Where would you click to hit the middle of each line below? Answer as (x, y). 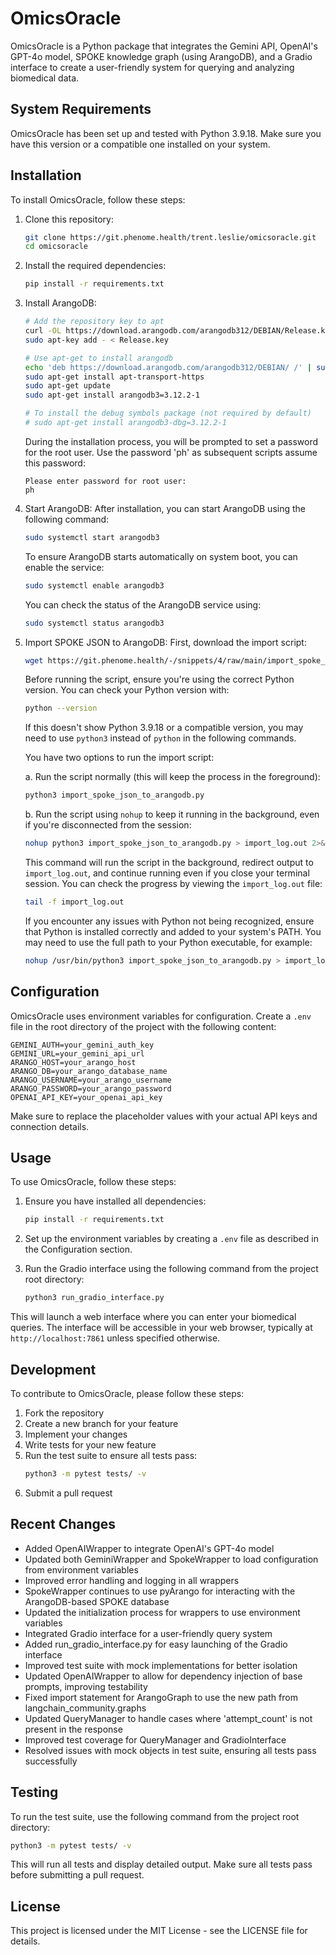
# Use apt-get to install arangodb (99, 358)
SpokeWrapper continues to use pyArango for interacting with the (160, 1591)
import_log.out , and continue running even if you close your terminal (167, 873)
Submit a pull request (68, 1493)
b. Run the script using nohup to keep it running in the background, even (172, 814)
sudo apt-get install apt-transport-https (114, 377)
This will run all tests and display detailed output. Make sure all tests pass (161, 1864)
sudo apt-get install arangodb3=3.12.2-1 (112, 395)
